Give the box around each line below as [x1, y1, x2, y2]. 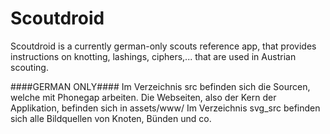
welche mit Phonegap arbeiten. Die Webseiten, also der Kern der [10, 91, 277, 103]
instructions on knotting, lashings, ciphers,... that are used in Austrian [10, 50, 297, 62]
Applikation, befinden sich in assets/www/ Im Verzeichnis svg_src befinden [10, 102, 321, 114]
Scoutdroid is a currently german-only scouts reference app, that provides [10, 40, 317, 52]
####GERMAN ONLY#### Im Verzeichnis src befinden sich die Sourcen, [10, 80, 311, 92]
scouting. [10, 61, 49, 73]
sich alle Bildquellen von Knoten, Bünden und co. [10, 112, 212, 124]
